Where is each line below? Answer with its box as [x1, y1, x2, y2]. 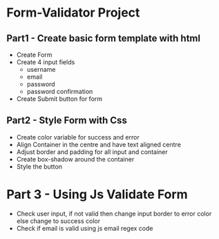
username [26, 66, 56, 73]
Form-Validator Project [6, 5, 140, 21]
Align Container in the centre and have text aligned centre [16, 140, 181, 149]
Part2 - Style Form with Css [6, 115, 127, 126]
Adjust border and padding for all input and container [16, 147, 168, 156]
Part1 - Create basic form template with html [6, 32, 201, 44]
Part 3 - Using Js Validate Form [6, 187, 188, 202]
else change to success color [16, 216, 101, 225]
